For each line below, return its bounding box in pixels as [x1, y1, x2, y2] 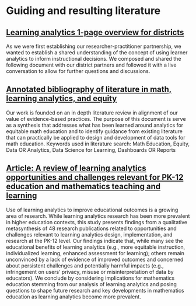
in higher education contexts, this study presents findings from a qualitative [6, 218, 188, 225]
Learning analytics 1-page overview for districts [6, 27, 184, 37]
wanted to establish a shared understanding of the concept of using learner [6, 49, 188, 56]
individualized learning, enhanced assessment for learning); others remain [6, 249, 185, 256]
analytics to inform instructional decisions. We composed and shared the [6, 55, 181, 62]
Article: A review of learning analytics [6, 164, 147, 173]
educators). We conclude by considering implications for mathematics [6, 274, 175, 281]
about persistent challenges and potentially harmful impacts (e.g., [6, 262, 164, 269]
